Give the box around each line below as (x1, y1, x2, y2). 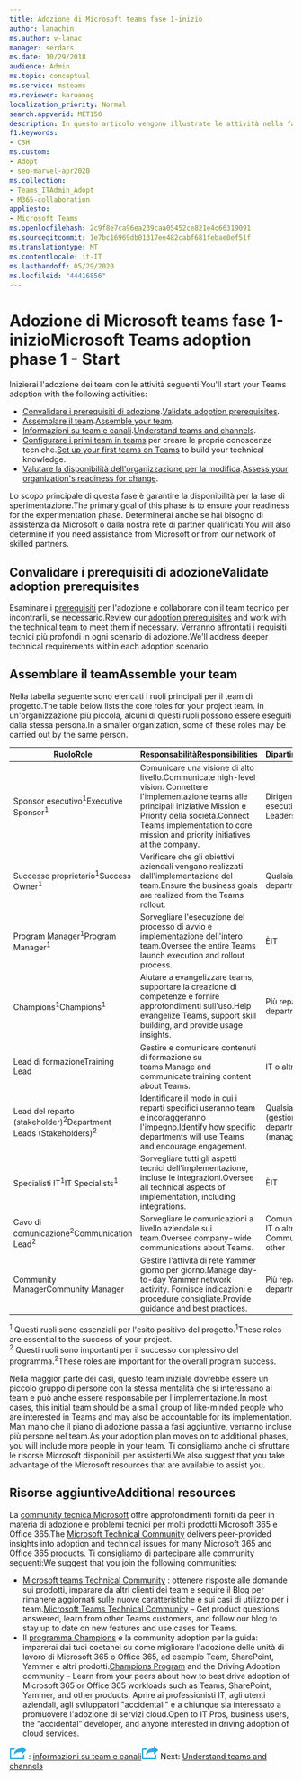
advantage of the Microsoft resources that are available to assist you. (9, 1459, 266, 1470)
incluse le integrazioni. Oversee (139, 1172, 254, 1184)
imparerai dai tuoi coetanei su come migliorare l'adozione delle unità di (22, 1641, 285, 1652)
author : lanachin (9, 23, 75, 33)
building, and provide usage (139, 1020, 244, 1031)
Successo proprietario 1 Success (13, 869, 132, 881)
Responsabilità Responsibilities (139, 749, 258, 760)
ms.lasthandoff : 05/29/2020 (9, 261, 115, 270)
